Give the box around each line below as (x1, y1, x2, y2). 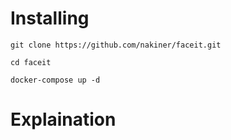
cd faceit (10, 57, 52, 67)
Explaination (10, 108, 117, 131)
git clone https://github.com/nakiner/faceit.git (10, 40, 222, 50)
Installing (10, 7, 90, 30)
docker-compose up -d (10, 75, 101, 85)
